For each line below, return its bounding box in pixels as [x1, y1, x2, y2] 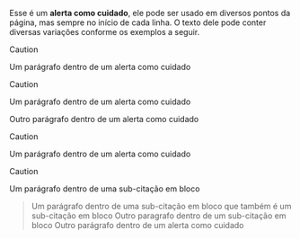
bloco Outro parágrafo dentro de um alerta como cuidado [31, 220, 244, 230]
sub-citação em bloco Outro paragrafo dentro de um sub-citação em [31, 210, 287, 221]
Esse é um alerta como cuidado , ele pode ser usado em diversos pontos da [9, 8, 291, 18]
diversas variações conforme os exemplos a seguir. [9, 27, 200, 37]
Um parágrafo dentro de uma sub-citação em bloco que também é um [31, 201, 292, 211]
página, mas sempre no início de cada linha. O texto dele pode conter [9, 17, 267, 28]
